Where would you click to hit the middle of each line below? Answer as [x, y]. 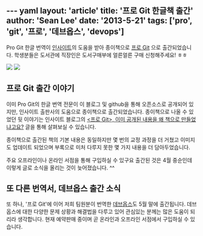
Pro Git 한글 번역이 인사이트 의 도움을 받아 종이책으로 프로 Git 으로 [84, 47]
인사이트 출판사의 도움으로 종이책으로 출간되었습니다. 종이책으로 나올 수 [103, 111]
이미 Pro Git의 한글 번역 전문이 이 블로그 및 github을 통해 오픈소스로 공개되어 [97, 104]
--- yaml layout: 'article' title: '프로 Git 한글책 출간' [100, 11]
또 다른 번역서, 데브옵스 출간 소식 [64, 188]
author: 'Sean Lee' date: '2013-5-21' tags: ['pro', [99, 21]
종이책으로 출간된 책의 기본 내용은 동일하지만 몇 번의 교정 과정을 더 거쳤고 [93, 139]
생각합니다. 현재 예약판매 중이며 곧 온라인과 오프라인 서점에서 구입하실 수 [103, 219]
